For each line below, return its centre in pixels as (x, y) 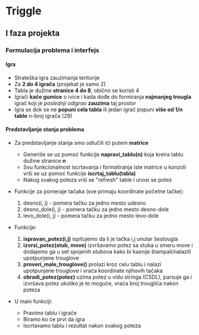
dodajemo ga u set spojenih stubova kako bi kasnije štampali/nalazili (107, 251)
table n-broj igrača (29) (43, 115)
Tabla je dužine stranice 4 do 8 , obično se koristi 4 (77, 90)
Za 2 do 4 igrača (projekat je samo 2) (60, 84)
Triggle (24, 11)
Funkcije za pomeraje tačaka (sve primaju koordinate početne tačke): (99, 191)
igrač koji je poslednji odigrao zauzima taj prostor (75, 103)
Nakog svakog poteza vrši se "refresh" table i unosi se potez (97, 179)
